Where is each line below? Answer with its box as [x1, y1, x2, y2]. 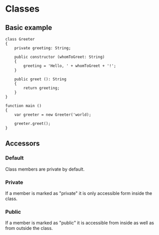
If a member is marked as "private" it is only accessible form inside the [5, 190, 152, 196]
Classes [5, 3, 40, 15]
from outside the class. [5, 225, 53, 231]
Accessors [5, 139, 40, 148]
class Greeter [5, 37, 35, 42]
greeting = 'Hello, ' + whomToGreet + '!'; [23, 63, 116, 69]
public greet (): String [14, 77, 67, 82]
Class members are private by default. [5, 166, 85, 172]
